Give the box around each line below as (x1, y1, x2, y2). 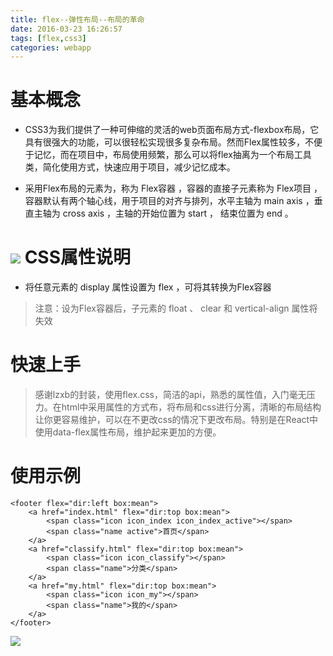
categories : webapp (10, 42, 92, 53)
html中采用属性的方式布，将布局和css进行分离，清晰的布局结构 (61, 401, 322, 413)
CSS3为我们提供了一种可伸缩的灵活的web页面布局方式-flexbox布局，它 (24, 124, 320, 136)
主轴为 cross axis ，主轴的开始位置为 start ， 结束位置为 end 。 (33, 207, 294, 220)
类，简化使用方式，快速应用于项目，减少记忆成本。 (24, 161, 236, 173)
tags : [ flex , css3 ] (10, 33, 87, 43)
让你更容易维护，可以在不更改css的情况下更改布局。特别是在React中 (34, 414, 319, 426)
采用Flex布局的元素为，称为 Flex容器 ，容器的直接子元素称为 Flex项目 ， (24, 182, 323, 195)
